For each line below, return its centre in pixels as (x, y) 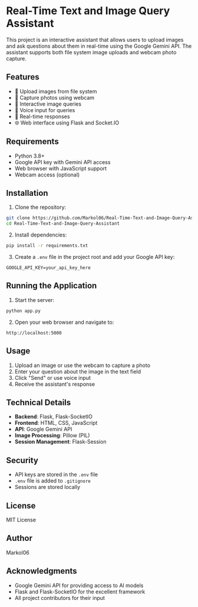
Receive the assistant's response (55, 384)
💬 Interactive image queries (48, 104)
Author (19, 538)
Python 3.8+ (30, 156)
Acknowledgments (42, 571)
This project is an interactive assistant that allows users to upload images (95, 40)
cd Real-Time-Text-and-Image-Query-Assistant (63, 224)
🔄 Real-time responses (42, 116)
